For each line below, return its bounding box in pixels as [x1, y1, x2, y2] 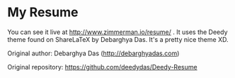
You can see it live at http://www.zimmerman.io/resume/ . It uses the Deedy [7, 28, 228, 36]
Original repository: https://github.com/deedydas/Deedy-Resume [7, 62, 197, 71]
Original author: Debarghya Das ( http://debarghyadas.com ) [7, 49, 180, 57]
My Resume [7, 4, 79, 21]
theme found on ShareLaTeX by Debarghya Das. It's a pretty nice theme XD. [7, 35, 229, 43]
